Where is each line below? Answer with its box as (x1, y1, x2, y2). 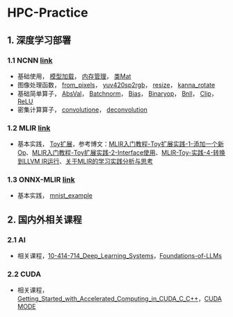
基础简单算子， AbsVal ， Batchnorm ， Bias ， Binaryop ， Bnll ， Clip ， (17, 89, 218, 98)
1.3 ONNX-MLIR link (7, 175, 75, 185)
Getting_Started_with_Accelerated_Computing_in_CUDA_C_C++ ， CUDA (17, 295, 223, 303)
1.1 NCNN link (7, 55, 53, 65)
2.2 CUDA (7, 269, 42, 279)
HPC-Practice (7, 5, 88, 21)
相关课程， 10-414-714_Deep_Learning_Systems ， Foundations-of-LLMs (17, 252, 223, 260)
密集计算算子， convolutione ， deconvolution (17, 105, 148, 114)
